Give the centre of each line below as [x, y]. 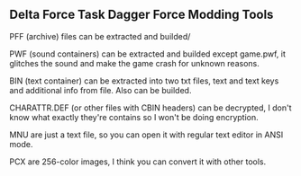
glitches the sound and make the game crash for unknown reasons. [134, 63]
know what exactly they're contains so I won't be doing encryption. [134, 117]
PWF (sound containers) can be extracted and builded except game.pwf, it [148, 54]
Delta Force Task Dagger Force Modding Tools [141, 15]
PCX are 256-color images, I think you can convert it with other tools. [138, 162]
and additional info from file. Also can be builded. [100, 90]
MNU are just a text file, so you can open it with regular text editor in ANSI [146, 135]
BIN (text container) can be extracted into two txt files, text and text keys [144, 81]
